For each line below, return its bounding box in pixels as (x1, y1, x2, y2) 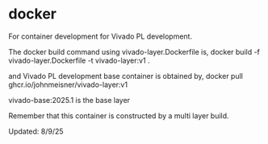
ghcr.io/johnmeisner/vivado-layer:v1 (8, 80, 128, 89)
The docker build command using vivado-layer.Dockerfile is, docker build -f (8, 47, 261, 56)
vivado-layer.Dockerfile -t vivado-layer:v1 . (8, 56, 151, 65)
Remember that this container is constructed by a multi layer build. (8, 110, 229, 121)
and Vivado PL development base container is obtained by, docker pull (8, 71, 244, 80)
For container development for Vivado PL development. (8, 31, 192, 41)
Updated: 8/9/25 (8, 126, 64, 136)
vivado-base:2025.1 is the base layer (8, 95, 131, 105)
